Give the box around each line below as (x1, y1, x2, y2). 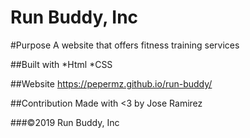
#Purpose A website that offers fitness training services (10, 39, 240, 51)
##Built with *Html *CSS (10, 58, 113, 70)
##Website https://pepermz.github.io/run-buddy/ (10, 77, 213, 90)
